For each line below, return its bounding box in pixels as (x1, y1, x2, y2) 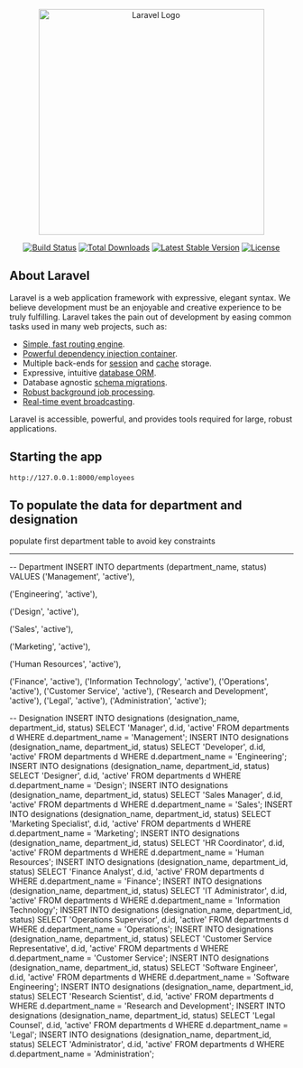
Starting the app (9, 450, 103, 465)
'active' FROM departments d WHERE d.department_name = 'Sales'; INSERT (9, 799, 293, 810)
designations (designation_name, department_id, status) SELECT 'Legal (9, 1010, 276, 1021)
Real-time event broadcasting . (22, 395, 135, 406)
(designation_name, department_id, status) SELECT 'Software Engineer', (9, 962, 278, 973)
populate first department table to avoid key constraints (9, 535, 216, 546)
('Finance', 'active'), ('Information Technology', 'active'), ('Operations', (9, 676, 270, 687)
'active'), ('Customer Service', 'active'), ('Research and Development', (9, 686, 269, 697)
